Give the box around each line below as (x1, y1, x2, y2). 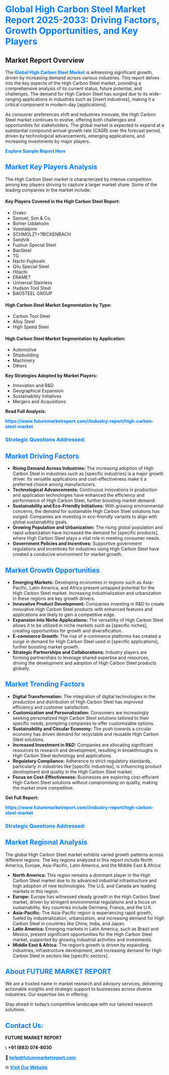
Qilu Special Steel (12, 264, 49, 270)
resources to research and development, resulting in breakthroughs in (12, 747, 158, 753)
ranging (5, 96, 22, 102)
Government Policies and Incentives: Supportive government (12, 540, 142, 547)
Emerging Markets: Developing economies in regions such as (12, 579, 142, 585)
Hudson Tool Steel (12, 285, 51, 291)
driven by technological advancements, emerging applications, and (5, 133, 145, 139)
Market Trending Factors (5, 680, 85, 689)
